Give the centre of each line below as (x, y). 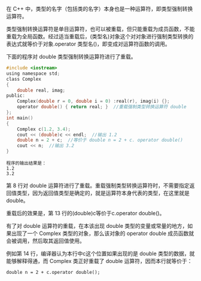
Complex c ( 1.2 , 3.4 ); (44, 129)
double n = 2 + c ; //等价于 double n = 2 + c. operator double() (100, 140)
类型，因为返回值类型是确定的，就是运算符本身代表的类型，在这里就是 (103, 193)
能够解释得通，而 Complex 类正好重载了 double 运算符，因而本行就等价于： (99, 261)
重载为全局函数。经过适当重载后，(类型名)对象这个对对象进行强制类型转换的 (100, 36)
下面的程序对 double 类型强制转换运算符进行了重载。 (71, 56)
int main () (20, 118)
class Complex (24, 79)
